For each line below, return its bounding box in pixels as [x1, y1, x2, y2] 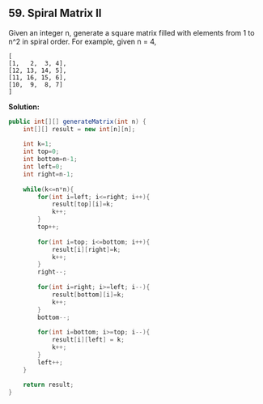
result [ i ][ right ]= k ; [51, 245, 121, 253]
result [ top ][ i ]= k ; [51, 200, 114, 209]
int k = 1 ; [23, 140, 53, 148]
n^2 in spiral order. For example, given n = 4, [8, 36, 157, 46]
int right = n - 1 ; [23, 170, 74, 178]
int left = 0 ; [23, 163, 63, 171]
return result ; [23, 381, 74, 389]
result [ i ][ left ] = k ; [51, 336, 125, 344]
